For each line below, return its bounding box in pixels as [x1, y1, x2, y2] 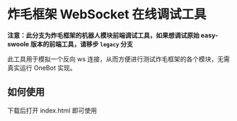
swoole [7, 39, 30, 48]
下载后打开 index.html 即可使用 [7, 106, 98, 115]
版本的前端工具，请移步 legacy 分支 [30, 39, 133, 48]
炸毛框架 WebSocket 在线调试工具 [7, 6, 207, 23]
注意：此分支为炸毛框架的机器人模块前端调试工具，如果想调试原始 [7, 31, 200, 39]
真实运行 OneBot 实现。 [7, 63, 76, 72]
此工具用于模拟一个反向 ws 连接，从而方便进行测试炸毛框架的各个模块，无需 [7, 54, 230, 63]
